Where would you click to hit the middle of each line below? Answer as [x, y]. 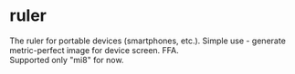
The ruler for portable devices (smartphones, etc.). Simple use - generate [147, 41]
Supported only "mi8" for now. [67, 60]
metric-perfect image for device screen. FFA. [95, 50]
